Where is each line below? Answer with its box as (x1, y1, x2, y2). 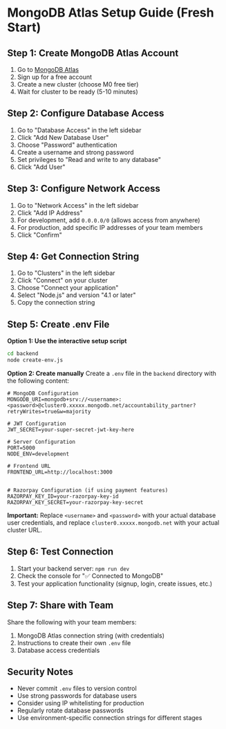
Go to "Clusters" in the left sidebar (17, 269, 115, 278)
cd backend (7, 350, 39, 357)
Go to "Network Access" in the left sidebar (17, 201, 139, 209)
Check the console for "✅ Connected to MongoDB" (17, 571, 164, 579)
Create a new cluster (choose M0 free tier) (17, 80, 139, 88)
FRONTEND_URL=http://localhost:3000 (7, 469, 113, 476)
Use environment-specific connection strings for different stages (17, 714, 203, 722)
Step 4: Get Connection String (7, 251, 140, 262)
